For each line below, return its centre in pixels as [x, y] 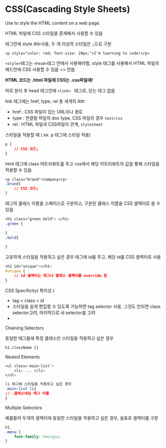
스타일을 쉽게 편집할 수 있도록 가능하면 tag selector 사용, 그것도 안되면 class [86, 306]
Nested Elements [23, 357]
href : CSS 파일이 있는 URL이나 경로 [47, 112]
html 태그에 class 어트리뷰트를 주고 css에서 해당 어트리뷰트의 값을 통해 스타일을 [83, 163]
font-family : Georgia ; [37, 437]
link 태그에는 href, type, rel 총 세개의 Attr [45, 101]
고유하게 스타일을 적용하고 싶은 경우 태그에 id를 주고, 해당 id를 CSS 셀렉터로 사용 [83, 257]
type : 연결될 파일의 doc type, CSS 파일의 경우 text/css [67, 118]
